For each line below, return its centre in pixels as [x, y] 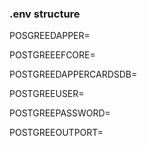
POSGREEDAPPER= [50, 36]
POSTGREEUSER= [47, 94]
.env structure [45, 14]
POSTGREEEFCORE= [52, 55]
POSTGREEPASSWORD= [60, 113]
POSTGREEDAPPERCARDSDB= [73, 74]
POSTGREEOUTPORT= [56, 133]
